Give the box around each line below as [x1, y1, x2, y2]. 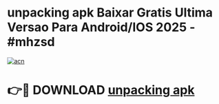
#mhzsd [7, 34, 55, 50]
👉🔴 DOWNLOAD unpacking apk [7, 83, 195, 98]
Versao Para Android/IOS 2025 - [7, 19, 196, 35]
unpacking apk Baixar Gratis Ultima [7, 5, 213, 21]
